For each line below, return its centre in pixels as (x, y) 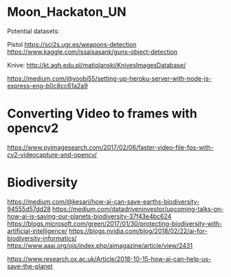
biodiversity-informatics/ (42, 238)
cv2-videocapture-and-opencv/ (52, 154)
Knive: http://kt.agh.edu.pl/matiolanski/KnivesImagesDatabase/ (97, 65)
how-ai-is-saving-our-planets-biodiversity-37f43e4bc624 (89, 216)
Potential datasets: (33, 31)
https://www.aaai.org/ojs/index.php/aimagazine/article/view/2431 (100, 245)
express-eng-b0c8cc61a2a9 (47, 85)
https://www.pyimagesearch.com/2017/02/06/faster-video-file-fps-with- (111, 147)
